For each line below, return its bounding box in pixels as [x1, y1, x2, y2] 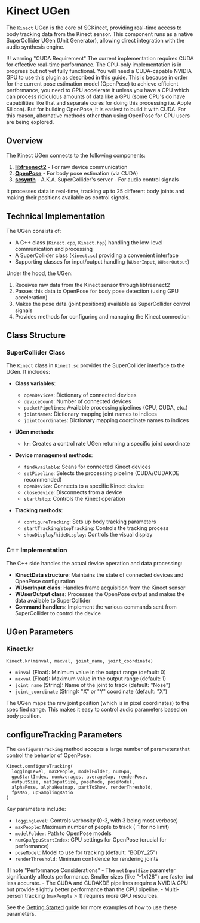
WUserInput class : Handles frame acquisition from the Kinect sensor [14, 584, 186, 591]
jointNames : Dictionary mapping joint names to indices [23, 410, 157, 417]
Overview [6, 136, 44, 146]
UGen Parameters [6, 627, 73, 637]
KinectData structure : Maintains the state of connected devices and [14, 571, 184, 579]
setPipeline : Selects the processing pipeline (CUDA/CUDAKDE [23, 470, 179, 477]
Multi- [164, 886, 180, 893]
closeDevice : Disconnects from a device [23, 489, 122, 496]
